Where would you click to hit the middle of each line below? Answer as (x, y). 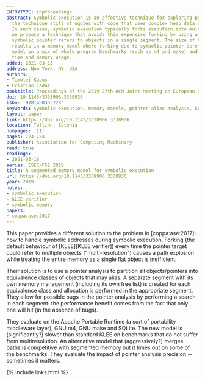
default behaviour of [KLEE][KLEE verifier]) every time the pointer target (97, 246)
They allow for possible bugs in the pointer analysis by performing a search (101, 297)
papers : (16, 210)
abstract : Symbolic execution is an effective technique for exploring (99, 18)
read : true (20, 148)
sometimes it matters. (34, 361)
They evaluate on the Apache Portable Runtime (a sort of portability (91, 322)
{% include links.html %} (37, 372)
